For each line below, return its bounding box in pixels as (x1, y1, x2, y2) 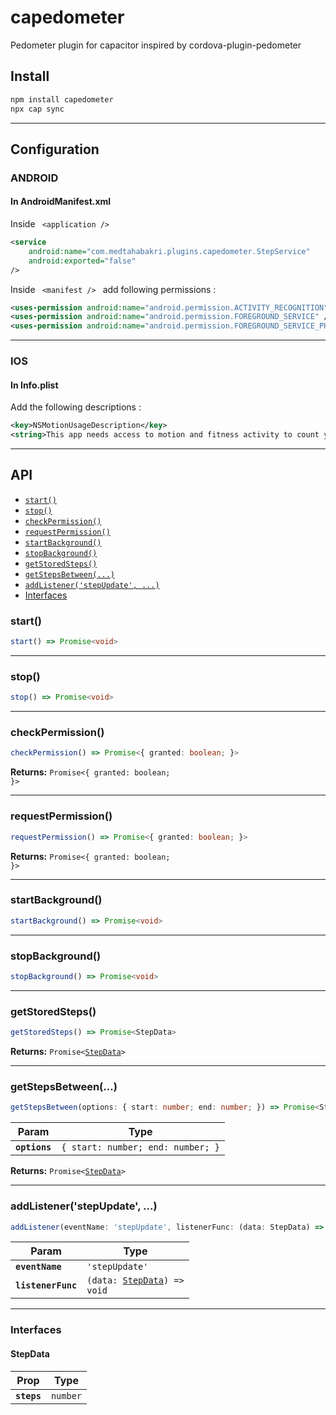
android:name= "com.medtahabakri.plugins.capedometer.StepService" (28, 246, 311, 256)
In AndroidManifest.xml (10, 196, 112, 208)
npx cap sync (10, 104, 65, 114)
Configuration (10, 141, 100, 158)
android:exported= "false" (28, 256, 137, 266)
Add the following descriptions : (10, 401, 142, 413)
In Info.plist (10, 379, 59, 391)
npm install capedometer (10, 94, 114, 105)
